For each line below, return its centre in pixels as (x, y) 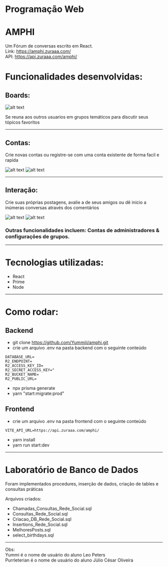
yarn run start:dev (31, 445)
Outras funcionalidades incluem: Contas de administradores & (82, 230)
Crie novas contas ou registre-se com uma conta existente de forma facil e (82, 155)
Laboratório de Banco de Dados (72, 470)
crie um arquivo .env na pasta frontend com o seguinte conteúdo (79, 421)
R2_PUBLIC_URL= (21, 379)
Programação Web (44, 9)
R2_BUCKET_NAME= (22, 374)
